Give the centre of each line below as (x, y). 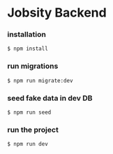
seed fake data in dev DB (50, 98)
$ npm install (28, 49)
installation (27, 35)
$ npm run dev (28, 144)
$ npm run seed (29, 112)
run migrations (33, 66)
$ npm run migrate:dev (40, 80)
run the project (33, 130)
